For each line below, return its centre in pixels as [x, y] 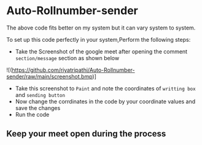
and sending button [40, 95]
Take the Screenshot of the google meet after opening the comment [101, 51]
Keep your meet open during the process [86, 134]
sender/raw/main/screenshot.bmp [49, 76]
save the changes [38, 108]
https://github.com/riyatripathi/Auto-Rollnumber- [73, 70]
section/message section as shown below [67, 58]
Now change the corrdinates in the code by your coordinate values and [105, 101]
